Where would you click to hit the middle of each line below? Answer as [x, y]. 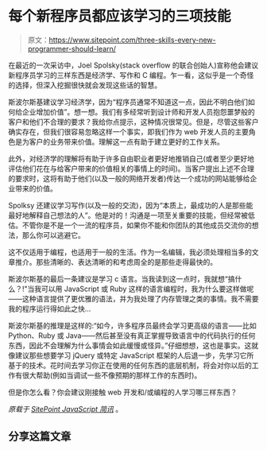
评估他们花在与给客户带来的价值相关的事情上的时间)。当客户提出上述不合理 [132, 169]
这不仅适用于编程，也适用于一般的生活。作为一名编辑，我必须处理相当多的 [130, 252]
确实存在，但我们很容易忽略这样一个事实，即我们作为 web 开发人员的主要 [128, 131]
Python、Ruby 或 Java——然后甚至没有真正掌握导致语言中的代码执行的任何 [132, 336]
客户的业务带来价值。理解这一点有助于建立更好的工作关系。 [126, 142]
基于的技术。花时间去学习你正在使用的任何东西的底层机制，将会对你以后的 [130, 365]
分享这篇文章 [40, 437]
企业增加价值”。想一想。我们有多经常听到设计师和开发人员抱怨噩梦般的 [139, 111]
